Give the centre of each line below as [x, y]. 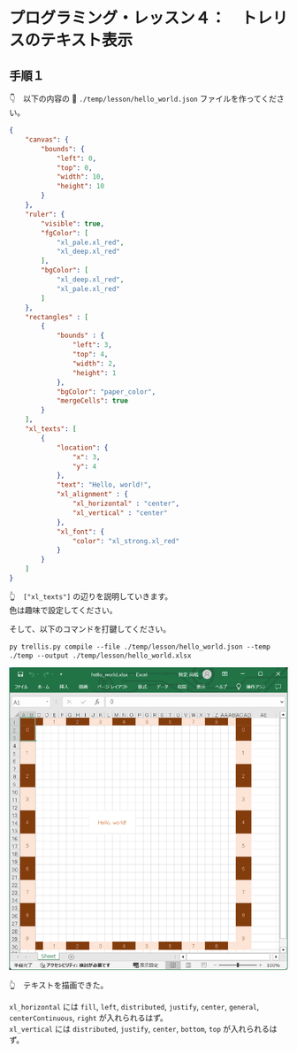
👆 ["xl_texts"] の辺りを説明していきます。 [91, 596]
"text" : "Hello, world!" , [104, 485]
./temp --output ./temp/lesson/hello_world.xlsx [100, 656]
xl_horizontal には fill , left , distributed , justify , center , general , [134, 1006]
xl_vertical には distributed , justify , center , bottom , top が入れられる [139, 1028]
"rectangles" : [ [57, 317]
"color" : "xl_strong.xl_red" [126, 541]
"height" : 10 [80, 187]
